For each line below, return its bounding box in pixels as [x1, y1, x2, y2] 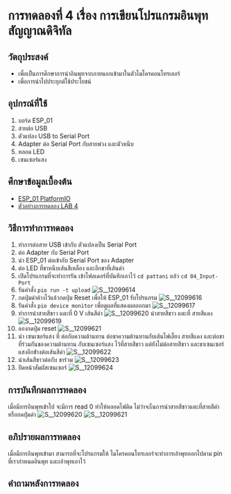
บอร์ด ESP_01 [17, 116, 53, 124]
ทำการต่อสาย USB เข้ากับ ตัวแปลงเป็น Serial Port [17, 240, 137, 249]
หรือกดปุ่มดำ [8, 411, 37, 419]
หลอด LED [17, 147, 45, 156]
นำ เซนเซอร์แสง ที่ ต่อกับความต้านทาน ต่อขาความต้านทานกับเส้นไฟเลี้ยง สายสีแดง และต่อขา [17, 332, 225, 340]
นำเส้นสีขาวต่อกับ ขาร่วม [17, 356, 74, 364]
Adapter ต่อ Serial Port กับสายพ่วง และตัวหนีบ [17, 140, 134, 148]
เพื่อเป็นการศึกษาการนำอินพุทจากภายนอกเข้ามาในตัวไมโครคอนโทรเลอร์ [17, 69, 180, 77]
